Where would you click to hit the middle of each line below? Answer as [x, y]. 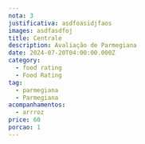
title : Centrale [35, 38]
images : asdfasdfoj [41, 30]
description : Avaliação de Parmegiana [72, 46]
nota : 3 [21, 16]
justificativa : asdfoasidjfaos [60, 23]
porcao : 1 [25, 127]
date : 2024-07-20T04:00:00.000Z [62, 53]
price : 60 [25, 120]
